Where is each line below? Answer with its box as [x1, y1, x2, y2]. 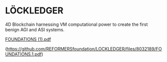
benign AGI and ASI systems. [5, 26, 65, 32]
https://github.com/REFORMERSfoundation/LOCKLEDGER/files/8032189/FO [6, 46, 162, 52]
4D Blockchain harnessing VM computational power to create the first [5, 21, 148, 27]
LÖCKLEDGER [5, 5, 64, 16]
